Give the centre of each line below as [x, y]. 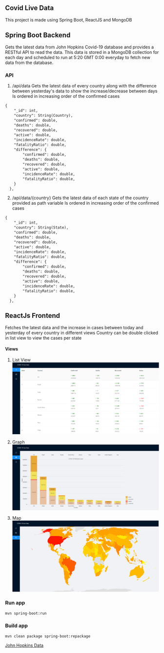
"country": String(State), [41, 227]
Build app [17, 626]
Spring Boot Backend [38, 35]
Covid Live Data [30, 8]
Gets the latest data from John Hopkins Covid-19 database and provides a [80, 47]
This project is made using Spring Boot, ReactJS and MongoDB [69, 20]
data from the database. [29, 63]
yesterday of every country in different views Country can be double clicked [82, 333]
